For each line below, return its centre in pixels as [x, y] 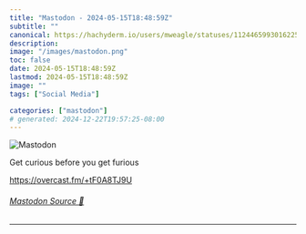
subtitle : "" [34, 26]
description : [34, 43]
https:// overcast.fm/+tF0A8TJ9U [71, 180]
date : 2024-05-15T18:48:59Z [63, 69]
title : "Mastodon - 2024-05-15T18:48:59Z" [91, 18]
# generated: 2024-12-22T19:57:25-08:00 [87, 119]
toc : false [30, 60]
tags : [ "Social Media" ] [55, 94]
